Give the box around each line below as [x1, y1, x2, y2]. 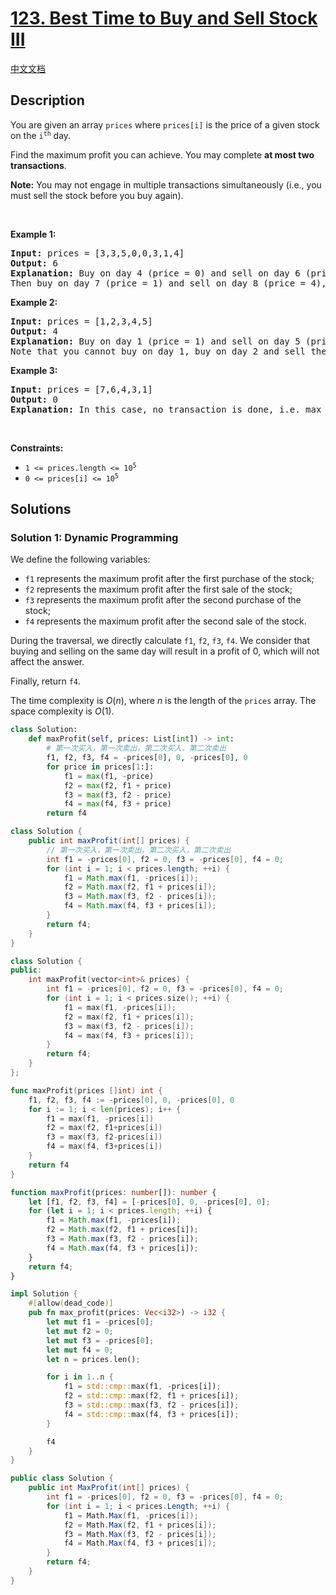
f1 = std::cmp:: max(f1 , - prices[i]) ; [63, 1382, 222, 1392]
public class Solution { [10, 1473, 114, 1484]
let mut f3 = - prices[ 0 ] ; [46, 1335, 155, 1346]
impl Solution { [10, 1289, 78, 1299]
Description [10, 92, 85, 109]
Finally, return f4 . [10, 675, 81, 687]
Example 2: [10, 296, 58, 308]
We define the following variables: [10, 553, 151, 566]
